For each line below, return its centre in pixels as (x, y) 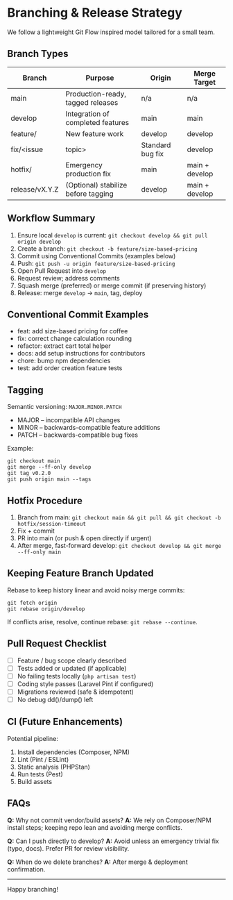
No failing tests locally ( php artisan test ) (77, 676)
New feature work (95, 133)
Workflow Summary (51, 218)
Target (205, 82)
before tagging (90, 194)
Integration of (87, 114)
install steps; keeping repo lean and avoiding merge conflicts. (95, 827)
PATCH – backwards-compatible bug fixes (78, 435)
